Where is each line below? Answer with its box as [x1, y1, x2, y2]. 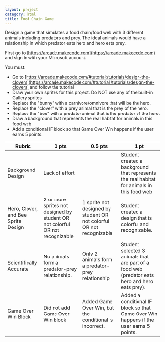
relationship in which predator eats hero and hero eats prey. [5, 40, 126, 46]
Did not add [43, 304, 70, 311]
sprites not [43, 202, 68, 209]
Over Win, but [82, 304, 114, 311]
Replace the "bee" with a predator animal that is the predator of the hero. [12, 111, 160, 116]
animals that [121, 254, 149, 260]
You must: [5, 64, 26, 70]
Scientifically [7, 259, 38, 266]
